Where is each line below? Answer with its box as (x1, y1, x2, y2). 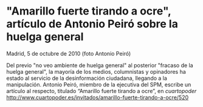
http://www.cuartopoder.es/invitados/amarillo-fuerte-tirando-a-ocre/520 (6, 94, 189, 101)
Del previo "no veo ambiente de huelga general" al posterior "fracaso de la (6, 62, 193, 69)
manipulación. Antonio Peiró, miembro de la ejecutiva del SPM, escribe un (6, 80, 191, 88)
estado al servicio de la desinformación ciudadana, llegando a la (6, 74, 167, 82)
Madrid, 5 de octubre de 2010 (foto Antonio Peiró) (6, 50, 131, 57)
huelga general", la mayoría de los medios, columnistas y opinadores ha (6, 68, 187, 75)
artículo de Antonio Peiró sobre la (6, 17, 178, 31)
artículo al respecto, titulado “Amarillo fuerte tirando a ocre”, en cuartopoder (6, 87, 197, 94)
